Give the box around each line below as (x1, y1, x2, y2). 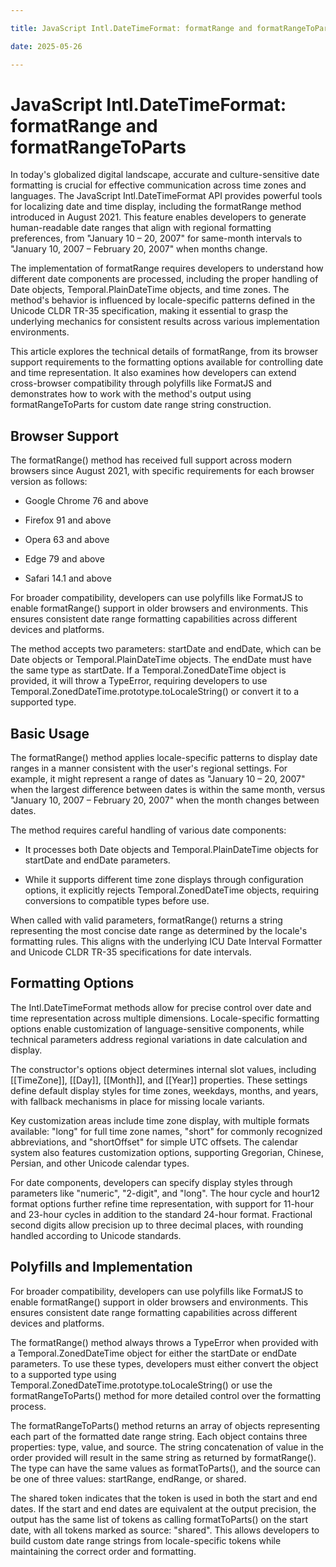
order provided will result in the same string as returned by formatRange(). (10, 1451, 317, 1463)
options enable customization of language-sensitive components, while (10, 1022, 305, 1035)
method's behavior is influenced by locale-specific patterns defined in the (10, 294, 316, 306)
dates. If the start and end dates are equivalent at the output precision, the (10, 1502, 317, 1515)
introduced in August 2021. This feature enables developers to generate (10, 211, 307, 223)
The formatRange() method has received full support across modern (10, 454, 292, 466)
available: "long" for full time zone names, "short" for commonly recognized (10, 1125, 323, 1137)
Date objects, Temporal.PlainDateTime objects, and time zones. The (10, 284, 290, 296)
